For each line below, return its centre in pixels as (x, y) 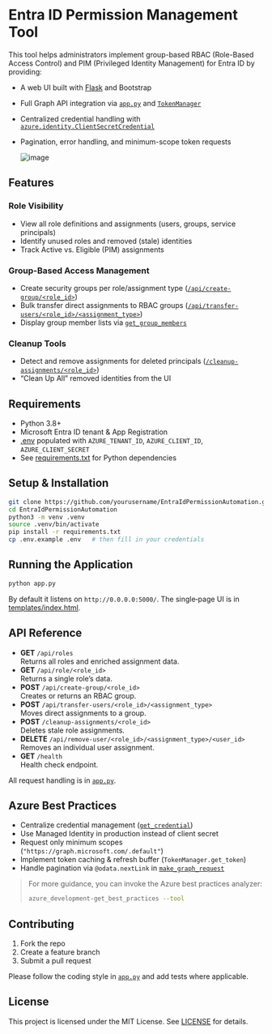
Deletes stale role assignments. (72, 730)
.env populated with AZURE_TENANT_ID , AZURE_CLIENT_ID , (112, 441)
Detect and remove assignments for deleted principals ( (113, 361)
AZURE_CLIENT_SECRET (55, 450)
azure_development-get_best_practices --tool (106, 899)
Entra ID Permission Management (123, 15)
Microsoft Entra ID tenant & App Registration (94, 432)
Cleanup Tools (37, 344)
